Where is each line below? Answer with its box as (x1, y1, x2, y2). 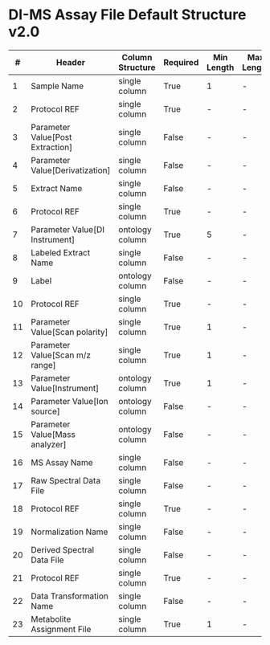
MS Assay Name (31, 456, 94, 467)
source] (31, 406, 60, 417)
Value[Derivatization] (31, 165, 111, 176)
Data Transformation (31, 590, 108, 602)
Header (55, 56, 86, 67)
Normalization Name (31, 526, 108, 537)
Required (163, 56, 199, 67)
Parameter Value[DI (31, 223, 104, 235)
